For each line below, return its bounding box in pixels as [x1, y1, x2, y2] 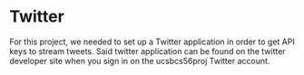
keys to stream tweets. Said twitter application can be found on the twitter [9, 45, 286, 56]
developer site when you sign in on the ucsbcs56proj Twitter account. [9, 55, 270, 66]
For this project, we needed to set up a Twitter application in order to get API [9, 36, 295, 47]
